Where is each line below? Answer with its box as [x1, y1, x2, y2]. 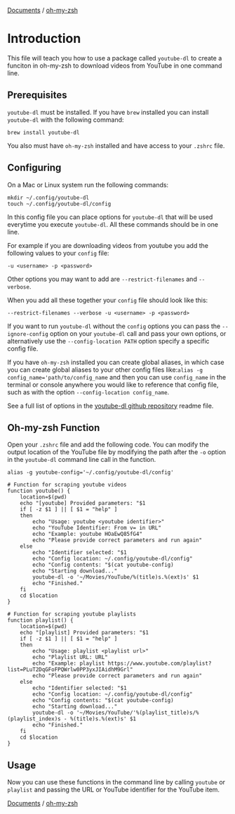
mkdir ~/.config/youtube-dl [7, 194, 90, 201]
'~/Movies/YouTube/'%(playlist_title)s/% [76, 709, 199, 717]
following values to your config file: [7, 249, 109, 257]
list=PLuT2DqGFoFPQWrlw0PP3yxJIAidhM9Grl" [7, 666, 133, 673]
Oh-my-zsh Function [7, 422, 100, 434]
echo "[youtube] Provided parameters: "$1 [20, 500, 146, 507]
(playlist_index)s [7, 715, 61, 722]
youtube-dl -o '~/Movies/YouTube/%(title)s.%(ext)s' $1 [32, 574, 199, 581]
